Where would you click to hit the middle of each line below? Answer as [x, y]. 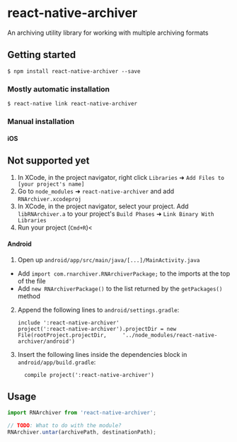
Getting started [42, 55]
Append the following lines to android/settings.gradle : [98, 310]
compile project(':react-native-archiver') [89, 375]
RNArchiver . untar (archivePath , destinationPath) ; [82, 432]
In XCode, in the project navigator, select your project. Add [103, 206]
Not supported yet [48, 160]
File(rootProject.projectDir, [62, 335]
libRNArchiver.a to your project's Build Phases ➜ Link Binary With [116, 214]
